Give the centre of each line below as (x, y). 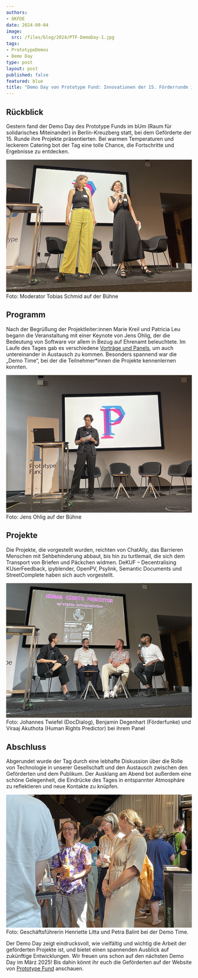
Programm (26, 315)
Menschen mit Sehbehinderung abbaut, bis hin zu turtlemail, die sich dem (95, 556)
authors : (17, 12)
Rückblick (25, 112)
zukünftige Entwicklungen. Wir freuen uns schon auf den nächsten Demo (95, 956)
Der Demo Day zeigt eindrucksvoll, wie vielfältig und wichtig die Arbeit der (96, 943)
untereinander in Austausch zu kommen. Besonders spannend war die (91, 354)
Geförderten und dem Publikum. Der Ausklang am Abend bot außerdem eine (99, 774)
